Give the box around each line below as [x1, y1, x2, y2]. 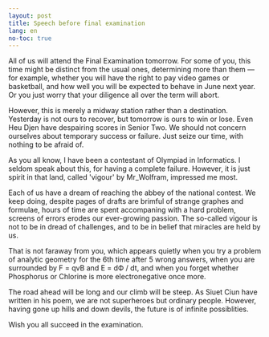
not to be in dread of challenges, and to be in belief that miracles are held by [8, 222, 261, 232]
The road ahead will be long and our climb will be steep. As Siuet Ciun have [8, 287, 259, 297]
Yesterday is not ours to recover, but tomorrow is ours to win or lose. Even [8, 114, 254, 124]
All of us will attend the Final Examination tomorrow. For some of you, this [8, 56, 251, 66]
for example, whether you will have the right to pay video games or [8, 73, 230, 83]
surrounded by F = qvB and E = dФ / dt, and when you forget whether [8, 263, 239, 273]
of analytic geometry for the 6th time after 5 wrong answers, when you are [8, 254, 255, 265]
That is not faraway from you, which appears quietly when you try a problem [8, 246, 262, 256]
